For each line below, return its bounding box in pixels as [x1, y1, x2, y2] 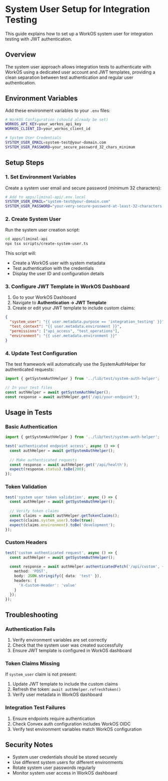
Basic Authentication [5, 423, 57, 430]
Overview [5, 50, 36, 59]
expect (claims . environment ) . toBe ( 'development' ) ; [9, 522, 115, 528]
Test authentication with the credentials [12, 265, 94, 271]
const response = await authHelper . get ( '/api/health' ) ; [9, 462, 128, 467]
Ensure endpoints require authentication [12, 716, 95, 722]
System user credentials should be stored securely [12, 754, 117, 760]
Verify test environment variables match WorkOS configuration [12, 726, 142, 732]
